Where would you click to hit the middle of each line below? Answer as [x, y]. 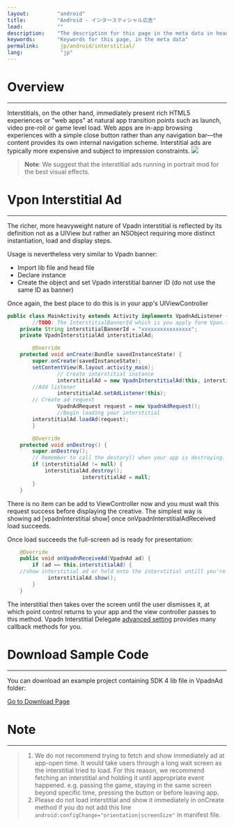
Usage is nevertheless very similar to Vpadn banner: [83, 254]
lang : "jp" [40, 53]
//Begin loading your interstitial [108, 413]
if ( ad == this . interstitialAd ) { [82, 565]
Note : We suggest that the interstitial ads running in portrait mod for [122, 164]
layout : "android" [46, 14]
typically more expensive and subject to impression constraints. [99, 151]
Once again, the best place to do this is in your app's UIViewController [108, 303]
